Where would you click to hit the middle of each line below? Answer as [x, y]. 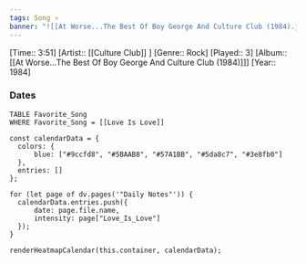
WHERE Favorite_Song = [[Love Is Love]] [87, 122]
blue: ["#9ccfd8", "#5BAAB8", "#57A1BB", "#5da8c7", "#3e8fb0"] [158, 154]
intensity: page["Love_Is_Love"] [97, 218]
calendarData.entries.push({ [73, 202]
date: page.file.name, [76, 210]
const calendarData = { [55, 138]
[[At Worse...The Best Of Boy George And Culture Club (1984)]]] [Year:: [143, 62]
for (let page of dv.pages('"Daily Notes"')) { [102, 194]
